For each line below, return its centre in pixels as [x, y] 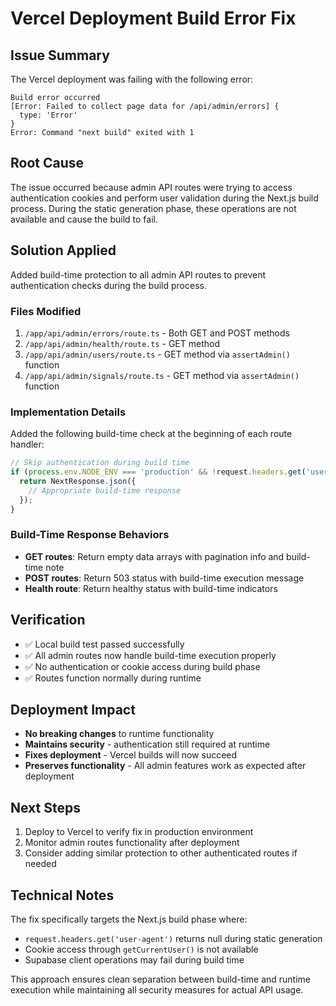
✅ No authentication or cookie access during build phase [142, 666]
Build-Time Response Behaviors [90, 535]
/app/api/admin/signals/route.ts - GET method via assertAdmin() [162, 375]
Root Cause [47, 163]
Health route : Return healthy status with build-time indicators [151, 588]
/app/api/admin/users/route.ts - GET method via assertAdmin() [157, 354]
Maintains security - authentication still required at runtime [147, 744]
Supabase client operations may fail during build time [134, 960]
